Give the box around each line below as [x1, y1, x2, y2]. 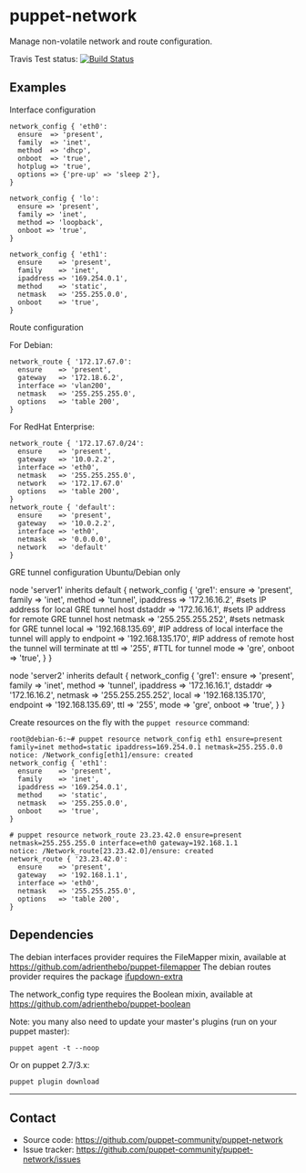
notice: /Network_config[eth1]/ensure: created [9, 750, 194, 759]
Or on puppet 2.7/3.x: [9, 1059, 90, 1070]
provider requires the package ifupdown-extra [9, 970, 184, 982]
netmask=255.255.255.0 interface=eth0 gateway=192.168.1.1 [9, 838, 239, 848]
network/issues [22, 1154, 81, 1165]
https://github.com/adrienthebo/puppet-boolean [9, 998, 191, 1009]
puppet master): [9, 1025, 70, 1037]
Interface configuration [9, 104, 96, 115]
